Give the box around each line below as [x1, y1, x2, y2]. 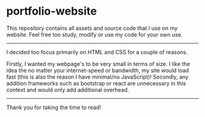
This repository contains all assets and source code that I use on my [6, 24, 178, 32]
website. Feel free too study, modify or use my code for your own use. [6, 30, 183, 38]
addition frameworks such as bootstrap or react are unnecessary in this [6, 79, 186, 87]
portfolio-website [6, 4, 97, 18]
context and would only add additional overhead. [6, 86, 129, 93]
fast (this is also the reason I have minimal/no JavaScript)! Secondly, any [6, 73, 189, 80]
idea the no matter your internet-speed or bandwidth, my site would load [6, 66, 189, 74]
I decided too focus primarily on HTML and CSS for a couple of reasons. [6, 48, 188, 55]
